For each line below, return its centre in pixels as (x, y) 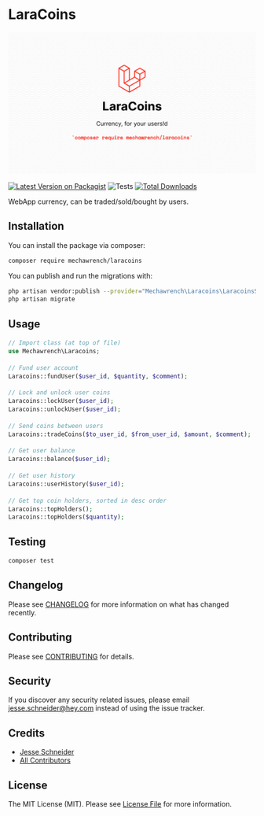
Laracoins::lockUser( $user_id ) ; (61, 401)
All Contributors (45, 760)
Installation (36, 226)
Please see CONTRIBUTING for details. (71, 656)
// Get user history (42, 476)
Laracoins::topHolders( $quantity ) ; (66, 517)
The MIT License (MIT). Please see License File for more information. (120, 804)
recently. (22, 612)
